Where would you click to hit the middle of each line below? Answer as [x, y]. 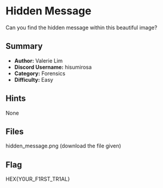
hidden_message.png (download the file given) [64, 146]
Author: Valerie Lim [39, 60]
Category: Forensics [40, 73]
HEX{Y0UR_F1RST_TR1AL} [38, 179]
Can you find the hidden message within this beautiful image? [81, 27]
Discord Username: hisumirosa [53, 67]
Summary [24, 46]
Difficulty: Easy [34, 79]
